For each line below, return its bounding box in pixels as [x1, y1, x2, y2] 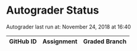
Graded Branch [83, 37, 127, 45]
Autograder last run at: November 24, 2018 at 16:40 [6, 23, 131, 30]
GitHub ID [9, 37, 37, 45]
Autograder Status [6, 4, 99, 17]
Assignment [42, 37, 78, 45]
